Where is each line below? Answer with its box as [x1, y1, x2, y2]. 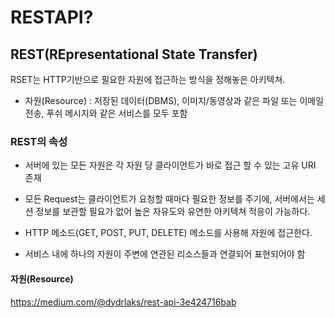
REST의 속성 [10, 134, 68, 148]
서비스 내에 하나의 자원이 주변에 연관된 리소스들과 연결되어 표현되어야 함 [24, 248, 306, 260]
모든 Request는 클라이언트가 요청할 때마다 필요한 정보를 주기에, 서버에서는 [24, 193, 315, 205]
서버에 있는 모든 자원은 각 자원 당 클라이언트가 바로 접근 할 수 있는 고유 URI [24, 159, 317, 171]
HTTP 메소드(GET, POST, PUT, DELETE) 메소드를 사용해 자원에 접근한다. [24, 227, 313, 239]
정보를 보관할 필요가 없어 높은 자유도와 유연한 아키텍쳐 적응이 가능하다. [35, 206, 311, 218]
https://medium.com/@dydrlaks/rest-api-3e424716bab [10, 296, 237, 308]
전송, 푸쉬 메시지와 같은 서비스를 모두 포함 [24, 107, 188, 119]
